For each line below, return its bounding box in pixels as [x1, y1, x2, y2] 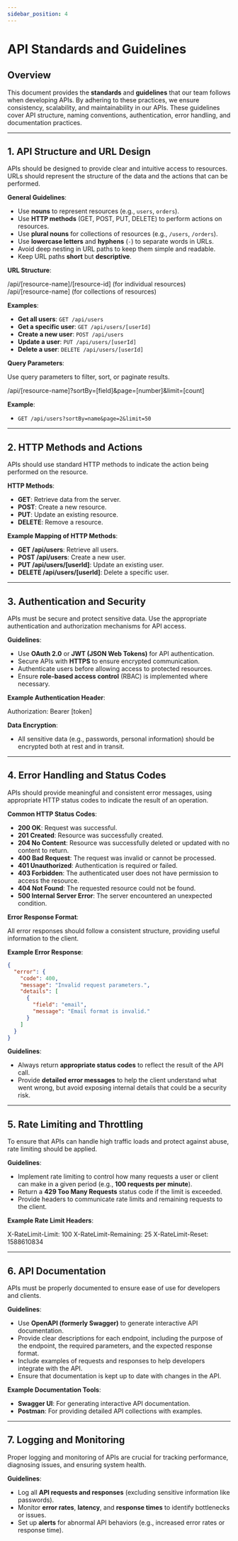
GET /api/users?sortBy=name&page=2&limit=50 [17, 415, 152, 423]
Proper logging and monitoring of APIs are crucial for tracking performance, [7, 1453, 229, 1461]
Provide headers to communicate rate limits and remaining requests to [17, 1195, 223, 1203]
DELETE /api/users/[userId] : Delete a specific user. [17, 568, 169, 576]
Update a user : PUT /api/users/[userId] [17, 338, 137, 346]
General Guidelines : [7, 193, 67, 202]
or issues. [17, 1510, 47, 1519]
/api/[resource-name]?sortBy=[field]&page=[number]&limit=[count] [7, 387, 205, 395]
